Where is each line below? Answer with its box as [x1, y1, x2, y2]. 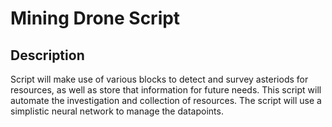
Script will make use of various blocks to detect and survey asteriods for [10, 73, 309, 85]
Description [10, 47, 85, 64]
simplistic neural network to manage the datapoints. [10, 105, 224, 117]
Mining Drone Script [10, 7, 181, 30]
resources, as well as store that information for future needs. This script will [10, 84, 322, 96]
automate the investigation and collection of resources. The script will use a [10, 95, 322, 106]
